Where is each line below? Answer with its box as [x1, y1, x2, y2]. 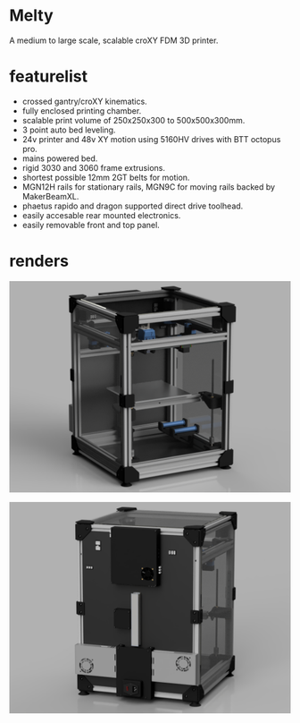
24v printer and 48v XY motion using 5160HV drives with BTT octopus [21, 133, 281, 144]
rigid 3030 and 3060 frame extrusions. [21, 162, 165, 173]
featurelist [9, 66, 87, 87]
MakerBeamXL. [21, 191, 79, 201]
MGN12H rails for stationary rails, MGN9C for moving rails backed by [21, 181, 275, 192]
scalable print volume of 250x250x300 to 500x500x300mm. [21, 115, 246, 125]
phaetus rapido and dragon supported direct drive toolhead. [21, 200, 244, 211]
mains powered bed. [21, 153, 98, 164]
